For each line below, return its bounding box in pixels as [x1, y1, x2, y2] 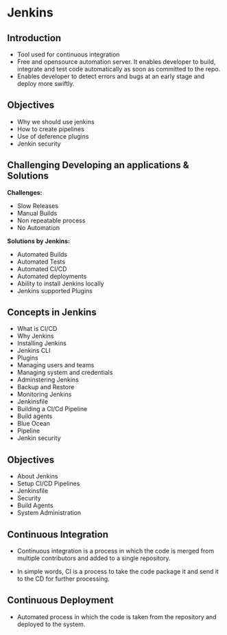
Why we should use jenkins [16, 117, 95, 126]
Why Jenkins [16, 332, 54, 340]
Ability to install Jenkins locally [16, 279, 104, 288]
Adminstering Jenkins [16, 376, 79, 384]
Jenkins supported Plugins [16, 286, 93, 295]
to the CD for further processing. [16, 575, 110, 583]
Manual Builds [16, 209, 58, 217]
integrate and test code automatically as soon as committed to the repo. [16, 65, 221, 73]
